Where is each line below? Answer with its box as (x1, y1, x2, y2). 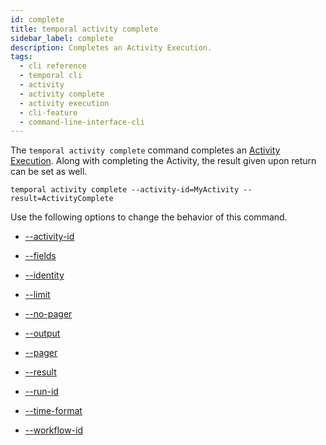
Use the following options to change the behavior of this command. (10, 211, 288, 223)
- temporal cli (19, 71, 83, 81)
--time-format (24, 405, 83, 417)
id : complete (10, 14, 65, 25)
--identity (24, 269, 65, 281)
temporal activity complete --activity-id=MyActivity (10, 185, 240, 195)
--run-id (24, 386, 59, 398)
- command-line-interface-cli (19, 117, 145, 127)
